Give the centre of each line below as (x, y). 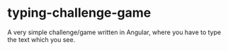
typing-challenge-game (79, 13)
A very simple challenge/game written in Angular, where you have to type (114, 32)
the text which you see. (41, 39)
